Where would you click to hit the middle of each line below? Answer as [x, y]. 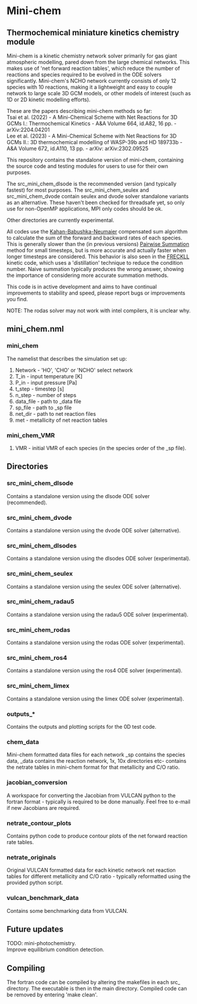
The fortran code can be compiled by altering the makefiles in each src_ [94, 982]
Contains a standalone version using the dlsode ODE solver [78, 496]
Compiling [26, 968]
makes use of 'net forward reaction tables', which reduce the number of [94, 68]
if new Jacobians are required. [43, 808]
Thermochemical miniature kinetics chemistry [93, 33]
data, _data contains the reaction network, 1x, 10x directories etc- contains [96, 761]
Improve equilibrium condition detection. [55, 950]
